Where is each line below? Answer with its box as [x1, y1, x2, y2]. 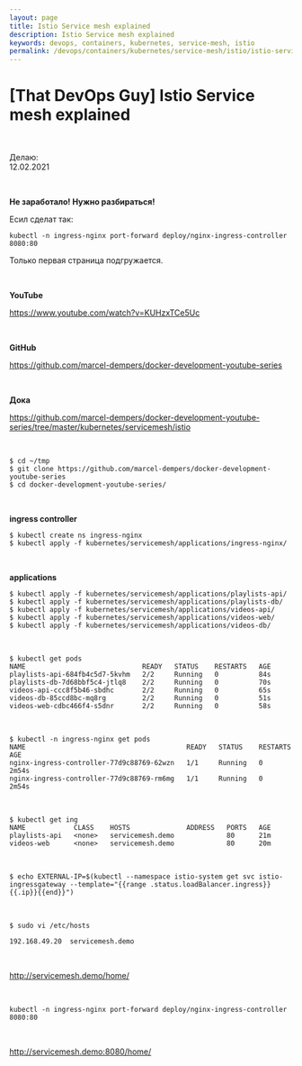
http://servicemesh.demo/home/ [9, 970, 130, 981]
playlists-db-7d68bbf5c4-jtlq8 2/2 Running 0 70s [9, 678, 271, 688]
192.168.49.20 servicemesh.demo [9, 937, 135, 946]
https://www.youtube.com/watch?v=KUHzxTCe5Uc [9, 307, 200, 318]
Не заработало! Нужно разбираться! [9, 196, 155, 207]
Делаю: [9, 152, 39, 163]
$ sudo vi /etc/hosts [9, 921, 91, 931]
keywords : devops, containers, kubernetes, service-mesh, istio [9, 38, 255, 48]
